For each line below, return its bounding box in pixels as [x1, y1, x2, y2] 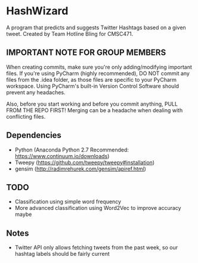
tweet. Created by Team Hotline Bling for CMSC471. [6, 30, 134, 37]
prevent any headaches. [6, 88, 66, 96]
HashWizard [6, 4, 69, 18]
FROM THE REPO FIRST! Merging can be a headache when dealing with [6, 106, 183, 114]
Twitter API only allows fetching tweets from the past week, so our [14, 244, 178, 251]
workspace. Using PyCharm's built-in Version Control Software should [6, 82, 180, 89]
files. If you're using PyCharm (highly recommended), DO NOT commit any [6, 70, 190, 77]
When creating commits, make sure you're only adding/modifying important [6, 63, 193, 70]
